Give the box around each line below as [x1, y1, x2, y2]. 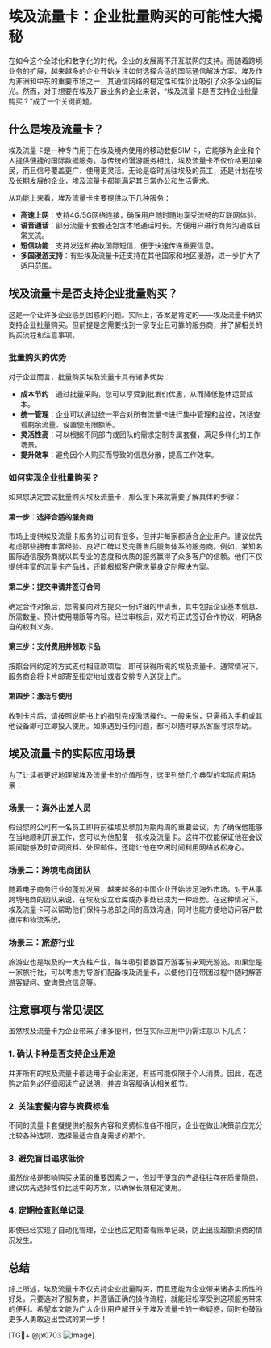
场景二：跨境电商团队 [8, 865, 91, 875]
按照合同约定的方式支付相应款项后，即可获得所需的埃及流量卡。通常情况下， [8, 661, 263, 671]
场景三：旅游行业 [8, 937, 75, 948]
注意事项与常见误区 [8, 1003, 104, 1017]
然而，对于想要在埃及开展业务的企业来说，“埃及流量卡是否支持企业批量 [22, 86, 260, 95]
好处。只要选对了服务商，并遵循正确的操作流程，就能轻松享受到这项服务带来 [8, 1294, 263, 1303]
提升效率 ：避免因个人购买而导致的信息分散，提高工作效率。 [19, 450, 219, 460]
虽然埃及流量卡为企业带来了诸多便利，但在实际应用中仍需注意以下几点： [8, 1026, 248, 1036]
